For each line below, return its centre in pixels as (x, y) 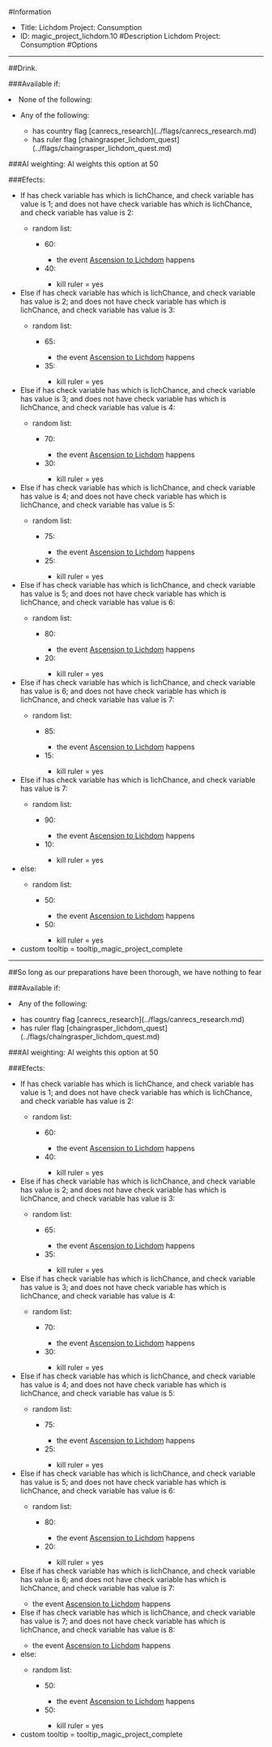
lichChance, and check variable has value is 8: (98, 1630)
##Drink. (23, 68)
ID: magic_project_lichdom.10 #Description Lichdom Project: (120, 36)
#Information (30, 12)
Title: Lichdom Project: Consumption (81, 27)
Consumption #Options (59, 45)
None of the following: (56, 99)
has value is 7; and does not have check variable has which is (123, 1621)
